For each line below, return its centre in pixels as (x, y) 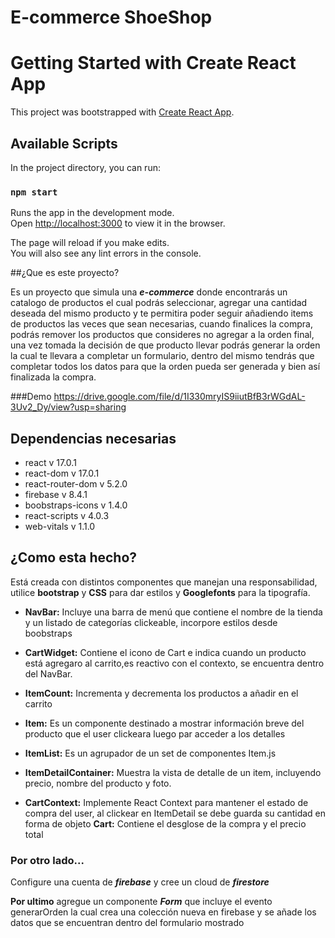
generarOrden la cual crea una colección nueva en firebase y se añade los (163, 912)
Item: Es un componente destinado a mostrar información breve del (164, 723)
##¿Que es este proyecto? (65, 273)
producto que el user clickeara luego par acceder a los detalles (155, 733)
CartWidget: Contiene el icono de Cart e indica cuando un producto (165, 652)
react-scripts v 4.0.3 (67, 516)
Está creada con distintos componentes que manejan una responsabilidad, (164, 582)
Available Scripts (64, 143)
